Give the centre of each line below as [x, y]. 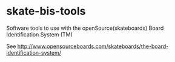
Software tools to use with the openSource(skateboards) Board [85, 28]
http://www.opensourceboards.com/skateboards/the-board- [93, 46]
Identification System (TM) [39, 34]
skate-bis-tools [46, 11]
